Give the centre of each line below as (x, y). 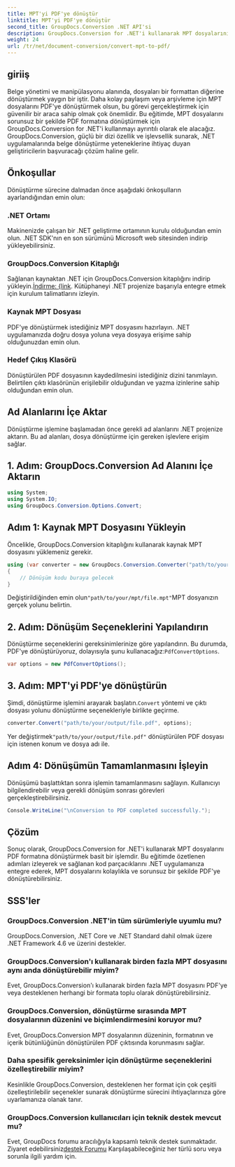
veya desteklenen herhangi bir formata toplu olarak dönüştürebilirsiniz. (109, 993)
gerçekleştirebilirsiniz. (39, 798)
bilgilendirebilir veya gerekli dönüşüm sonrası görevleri (86, 790)
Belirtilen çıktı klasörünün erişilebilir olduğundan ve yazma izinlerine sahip (114, 383)
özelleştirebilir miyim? (45, 1069)
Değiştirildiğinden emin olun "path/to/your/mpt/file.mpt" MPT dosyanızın (113, 597)
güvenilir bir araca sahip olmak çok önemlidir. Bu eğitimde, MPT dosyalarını (115, 113)
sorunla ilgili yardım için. (42, 1157)
